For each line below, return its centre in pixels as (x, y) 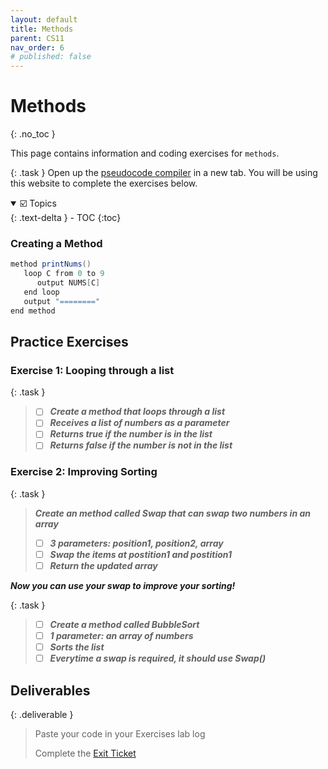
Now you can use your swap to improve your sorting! (123, 586)
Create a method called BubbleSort (124, 625)
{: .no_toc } (33, 134)
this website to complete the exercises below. (104, 183)
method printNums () (51, 264)
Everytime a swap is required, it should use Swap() (158, 658)
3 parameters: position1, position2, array (136, 543)
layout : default (44, 19)
